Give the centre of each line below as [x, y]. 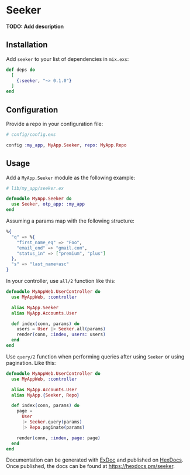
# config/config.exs [31, 134]
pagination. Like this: [31, 363]
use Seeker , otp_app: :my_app [48, 204]
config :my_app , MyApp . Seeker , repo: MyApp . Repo [66, 145]
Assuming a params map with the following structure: [70, 221]
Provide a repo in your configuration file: [55, 124]
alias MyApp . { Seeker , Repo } [46, 395]
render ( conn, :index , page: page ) [58, 438]
